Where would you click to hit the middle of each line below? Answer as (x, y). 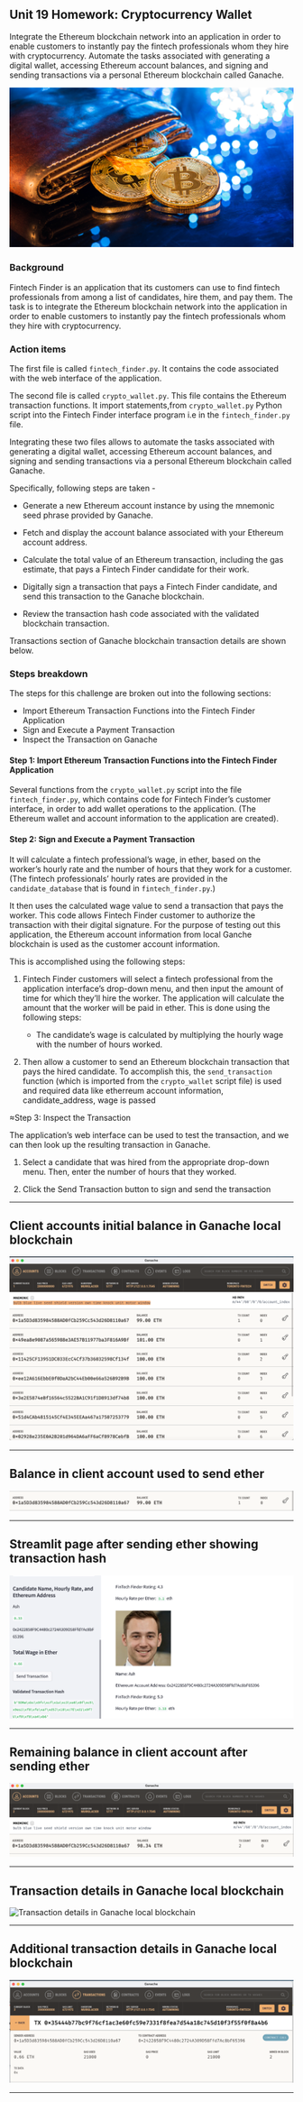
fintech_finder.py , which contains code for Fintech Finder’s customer (140, 799)
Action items (38, 349)
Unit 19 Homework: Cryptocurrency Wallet (131, 15)
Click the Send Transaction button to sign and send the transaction (147, 1189)
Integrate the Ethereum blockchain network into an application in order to (145, 36)
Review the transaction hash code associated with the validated (141, 613)
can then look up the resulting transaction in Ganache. (110, 1144)
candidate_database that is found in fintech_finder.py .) (113, 888)
